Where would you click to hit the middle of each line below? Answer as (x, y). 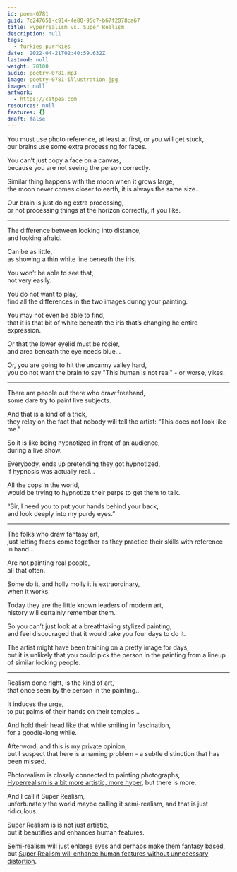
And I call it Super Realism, (46, 796)
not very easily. (29, 280)
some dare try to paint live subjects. (59, 400)
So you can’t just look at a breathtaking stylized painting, (90, 626)
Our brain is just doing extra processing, (66, 203)
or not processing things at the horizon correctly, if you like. (94, 210)
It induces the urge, (36, 704)
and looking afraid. (35, 238)
